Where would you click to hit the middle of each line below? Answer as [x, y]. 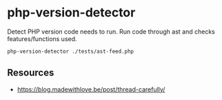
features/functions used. [42, 38]
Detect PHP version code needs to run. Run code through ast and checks [111, 32]
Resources [31, 73]
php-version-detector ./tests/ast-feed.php [71, 51]
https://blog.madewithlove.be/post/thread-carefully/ [91, 89]
